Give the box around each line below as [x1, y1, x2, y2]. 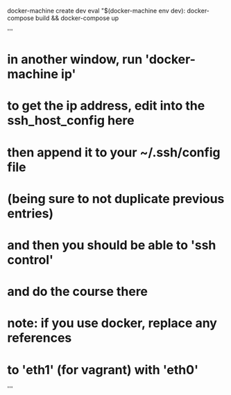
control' [7, 252, 54, 267]
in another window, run [7, 52, 143, 67]
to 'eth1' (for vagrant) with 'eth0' [7, 362, 199, 378]
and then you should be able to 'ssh [7, 237, 216, 253]
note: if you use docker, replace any [7, 315, 217, 331]
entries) [7, 205, 54, 221]
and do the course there [7, 284, 148, 299]
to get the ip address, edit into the [7, 98, 205, 114]
